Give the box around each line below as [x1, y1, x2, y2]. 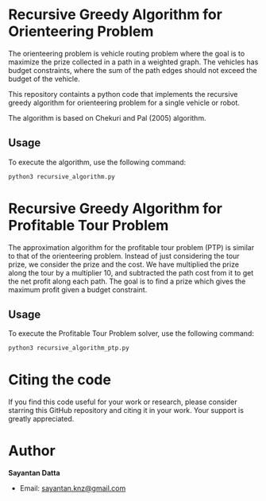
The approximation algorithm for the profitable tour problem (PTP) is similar [8, 242, 255, 252]
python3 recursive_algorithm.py [8, 172, 115, 180]
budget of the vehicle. [8, 74, 81, 83]
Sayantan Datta [8, 468, 61, 478]
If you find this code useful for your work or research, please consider [8, 397, 237, 407]
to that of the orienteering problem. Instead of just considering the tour [8, 251, 240, 260]
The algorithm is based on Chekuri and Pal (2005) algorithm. [8, 113, 206, 122]
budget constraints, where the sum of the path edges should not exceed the [8, 65, 257, 75]
